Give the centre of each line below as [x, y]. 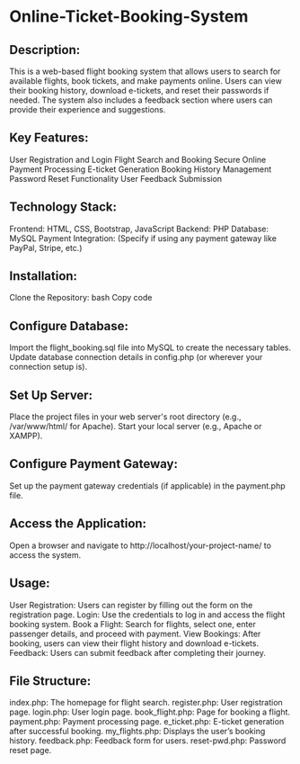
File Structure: [50, 681]
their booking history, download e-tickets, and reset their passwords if [139, 90]
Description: [45, 50]
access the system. [45, 554]
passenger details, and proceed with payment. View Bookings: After [135, 634]
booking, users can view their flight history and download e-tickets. [134, 643]
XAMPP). [26, 436]
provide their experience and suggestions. [88, 109]
